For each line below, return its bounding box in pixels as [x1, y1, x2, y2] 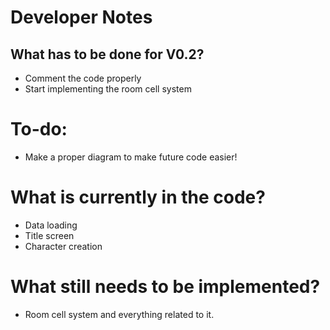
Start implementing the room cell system [24, 83, 192, 95]
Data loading [24, 219, 78, 231]
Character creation [24, 240, 103, 252]
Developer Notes [10, 6, 153, 29]
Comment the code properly [24, 72, 142, 84]
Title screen [24, 229, 75, 241]
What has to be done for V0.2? [10, 46, 205, 63]
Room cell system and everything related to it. [24, 308, 215, 320]
